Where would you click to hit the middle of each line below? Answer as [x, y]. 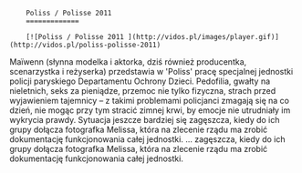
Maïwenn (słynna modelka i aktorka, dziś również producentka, [128, 62]
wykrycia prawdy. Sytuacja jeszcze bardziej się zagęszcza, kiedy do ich [145, 120]
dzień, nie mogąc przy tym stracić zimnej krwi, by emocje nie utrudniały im [150, 110]
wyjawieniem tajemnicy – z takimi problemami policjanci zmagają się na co [150, 101]
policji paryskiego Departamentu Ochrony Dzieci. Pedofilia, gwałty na [140, 81]
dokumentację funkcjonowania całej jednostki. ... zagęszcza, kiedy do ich [147, 139]
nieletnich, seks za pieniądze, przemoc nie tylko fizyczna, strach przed [143, 91]
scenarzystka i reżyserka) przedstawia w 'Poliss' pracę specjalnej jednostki [151, 71]
